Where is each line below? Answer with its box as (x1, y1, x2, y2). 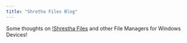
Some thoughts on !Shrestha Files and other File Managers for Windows (6, 25, 181, 32)
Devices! (6, 31, 28, 38)
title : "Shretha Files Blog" (6, 8, 78, 15)
